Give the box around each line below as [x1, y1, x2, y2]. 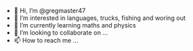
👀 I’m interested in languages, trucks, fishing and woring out [13, 14, 186, 22]
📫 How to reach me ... [13, 37, 78, 44]
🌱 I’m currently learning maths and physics [13, 21, 137, 29]
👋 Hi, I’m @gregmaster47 [13, 7, 86, 14]
